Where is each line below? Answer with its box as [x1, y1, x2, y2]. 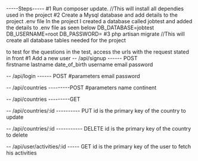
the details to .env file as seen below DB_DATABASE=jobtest [6, 24, 154, 31]
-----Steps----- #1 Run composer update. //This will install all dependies [6, 5, 184, 12]
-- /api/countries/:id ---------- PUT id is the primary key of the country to [6, 107, 186, 114]
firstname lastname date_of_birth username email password [6, 61, 153, 68]
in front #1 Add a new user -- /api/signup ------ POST [6, 55, 138, 61]
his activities [6, 149, 37, 156]
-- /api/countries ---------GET [6, 95, 81, 103]
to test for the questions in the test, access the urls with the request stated [6, 48, 190, 55]
